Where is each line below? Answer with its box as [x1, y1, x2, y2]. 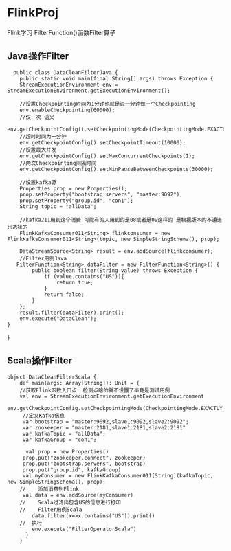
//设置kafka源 [19, 179, 57, 186]
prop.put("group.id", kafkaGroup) [22, 466, 122, 473]
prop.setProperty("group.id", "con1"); [19, 197, 134, 204]
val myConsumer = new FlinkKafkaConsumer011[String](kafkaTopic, [22, 472, 214, 479]
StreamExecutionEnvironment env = [19, 81, 118, 88]
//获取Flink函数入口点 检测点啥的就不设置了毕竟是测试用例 [19, 387, 170, 394]
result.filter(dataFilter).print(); [19, 309, 125, 316]
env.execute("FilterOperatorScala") [32, 526, 137, 532]
